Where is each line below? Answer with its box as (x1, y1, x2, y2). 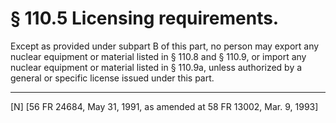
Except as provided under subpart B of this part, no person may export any (10, 40, 320, 52)
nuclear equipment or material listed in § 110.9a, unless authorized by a (10, 61, 303, 73)
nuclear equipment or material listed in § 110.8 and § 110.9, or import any (10, 50, 307, 62)
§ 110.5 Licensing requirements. (10, 7, 280, 30)
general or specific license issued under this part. (10, 72, 215, 84)
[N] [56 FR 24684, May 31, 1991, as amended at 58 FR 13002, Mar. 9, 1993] (10, 100, 319, 112)
